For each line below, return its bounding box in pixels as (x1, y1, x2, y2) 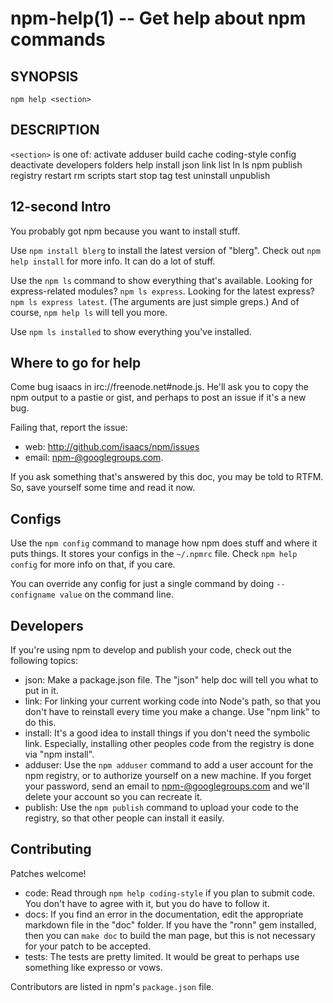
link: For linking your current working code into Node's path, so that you (24, 695, 322, 707)
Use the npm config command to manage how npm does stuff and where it (10, 537, 318, 549)
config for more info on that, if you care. (10, 558, 176, 571)
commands (10, 28, 106, 51)
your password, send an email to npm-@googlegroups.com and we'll (24, 780, 310, 792)
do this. (24, 717, 57, 729)
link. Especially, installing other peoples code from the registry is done (24, 738, 315, 750)
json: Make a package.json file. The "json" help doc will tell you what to (24, 674, 319, 686)
